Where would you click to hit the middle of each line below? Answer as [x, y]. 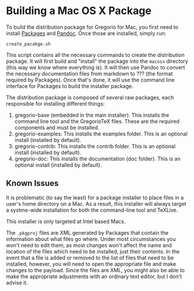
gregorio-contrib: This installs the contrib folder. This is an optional [95, 146]
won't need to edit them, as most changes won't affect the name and [89, 245]
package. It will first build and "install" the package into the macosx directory [97, 61]
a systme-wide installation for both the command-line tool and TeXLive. [92, 210]
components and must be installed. [57, 127]
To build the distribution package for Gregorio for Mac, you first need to [92, 27]
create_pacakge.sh [28, 44]
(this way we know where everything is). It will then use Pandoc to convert [96, 67]
